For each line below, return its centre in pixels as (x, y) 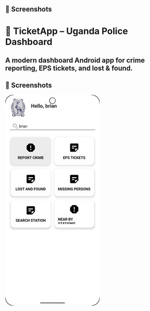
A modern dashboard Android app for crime (75, 60)
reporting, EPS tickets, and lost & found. (69, 68)
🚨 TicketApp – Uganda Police (67, 31)
